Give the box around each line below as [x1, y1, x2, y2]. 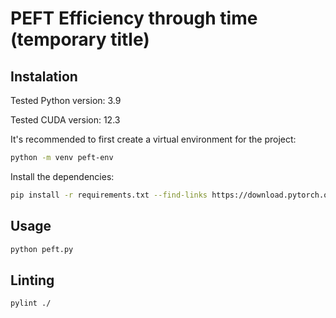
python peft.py [10, 244, 74, 254]
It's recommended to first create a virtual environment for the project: [10, 133, 297, 145]
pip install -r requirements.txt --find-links [10, 190, 208, 200]
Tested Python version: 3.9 [10, 95, 122, 106]
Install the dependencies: [10, 170, 115, 182]
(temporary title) [10, 28, 150, 51]
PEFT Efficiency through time [10, 7, 258, 30]
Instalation [10, 68, 78, 85]
